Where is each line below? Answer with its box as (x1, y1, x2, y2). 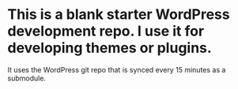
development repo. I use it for (7, 22, 205, 40)
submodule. (7, 73, 47, 83)
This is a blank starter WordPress (7, 6, 230, 24)
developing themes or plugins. (7, 39, 213, 57)
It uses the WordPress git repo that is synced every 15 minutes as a (7, 65, 226, 74)
